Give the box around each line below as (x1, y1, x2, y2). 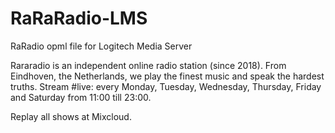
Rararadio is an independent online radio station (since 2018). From (10, 59, 287, 71)
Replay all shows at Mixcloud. (10, 110, 132, 122)
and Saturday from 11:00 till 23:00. (10, 91, 152, 103)
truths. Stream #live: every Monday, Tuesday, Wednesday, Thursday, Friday (10, 80, 322, 92)
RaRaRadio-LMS (10, 7, 148, 30)
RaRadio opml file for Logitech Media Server (10, 40, 193, 52)
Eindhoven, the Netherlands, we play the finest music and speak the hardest (10, 70, 325, 82)
